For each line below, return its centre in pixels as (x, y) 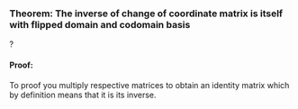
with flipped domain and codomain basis (100, 24)
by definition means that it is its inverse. (83, 95)
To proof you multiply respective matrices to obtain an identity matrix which (149, 85)
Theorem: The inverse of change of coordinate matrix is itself (146, 14)
